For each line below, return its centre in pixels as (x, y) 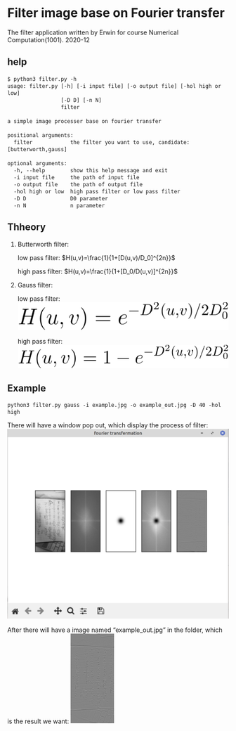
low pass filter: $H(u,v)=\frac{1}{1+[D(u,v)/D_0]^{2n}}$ (96, 257)
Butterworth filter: (43, 244)
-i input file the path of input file (77, 177)
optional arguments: (38, 163)
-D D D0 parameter (61, 198)
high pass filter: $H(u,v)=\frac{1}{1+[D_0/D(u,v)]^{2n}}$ (97, 271)
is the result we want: (38, 721)
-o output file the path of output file (78, 184)
